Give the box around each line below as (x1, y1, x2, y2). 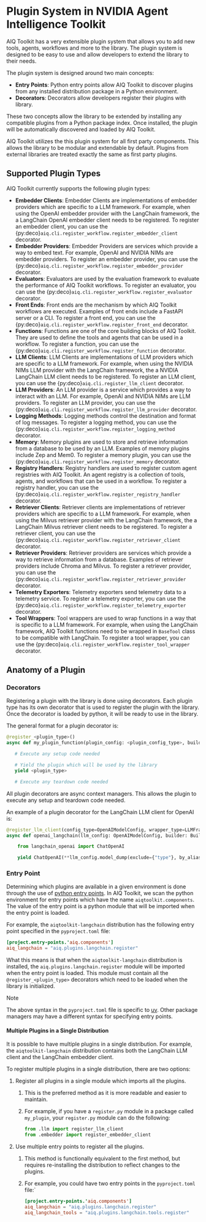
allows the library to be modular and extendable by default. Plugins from (6, 144, 189, 151)
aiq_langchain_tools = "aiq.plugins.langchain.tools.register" (24, 1209, 190, 1216)
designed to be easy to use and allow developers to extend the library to (6, 50, 189, 58)
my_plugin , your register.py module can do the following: (24, 1114, 170, 1122)
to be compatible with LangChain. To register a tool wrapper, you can (15, 634, 190, 641)
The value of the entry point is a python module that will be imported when (6, 903, 195, 910)
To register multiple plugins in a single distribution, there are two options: (6, 1065, 191, 1073)
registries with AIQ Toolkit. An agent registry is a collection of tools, (15, 471, 186, 478)
